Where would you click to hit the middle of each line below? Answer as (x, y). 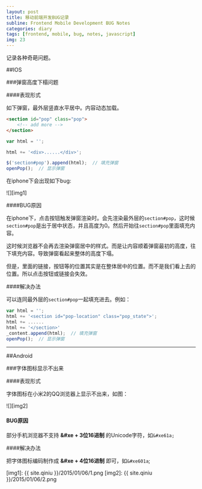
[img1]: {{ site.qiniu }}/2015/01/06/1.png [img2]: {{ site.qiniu (79, 473)
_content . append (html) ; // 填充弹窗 (52, 333)
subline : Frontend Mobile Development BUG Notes (68, 23)
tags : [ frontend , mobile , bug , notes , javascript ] (71, 34)
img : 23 (16, 40)
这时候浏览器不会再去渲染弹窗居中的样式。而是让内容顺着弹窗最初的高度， (98, 246)
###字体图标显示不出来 (35, 369)
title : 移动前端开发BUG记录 (38, 17)
